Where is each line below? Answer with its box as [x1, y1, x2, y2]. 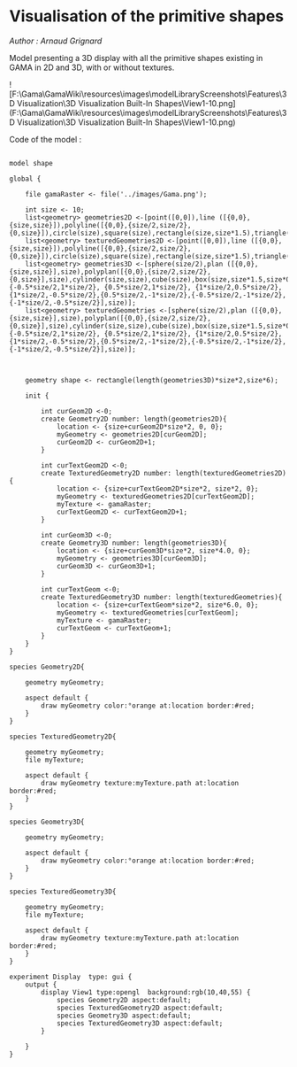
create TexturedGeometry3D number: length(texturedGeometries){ [41, 592, 283, 601]
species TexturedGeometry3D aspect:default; [56, 1018, 224, 1028]
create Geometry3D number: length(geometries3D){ [41, 538, 227, 547]
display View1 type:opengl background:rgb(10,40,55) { [41, 987, 251, 997]
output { [25, 980, 57, 989]
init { [25, 391, 49, 400]
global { [9, 174, 42, 183]
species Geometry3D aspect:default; [56, 1011, 192, 1020]
